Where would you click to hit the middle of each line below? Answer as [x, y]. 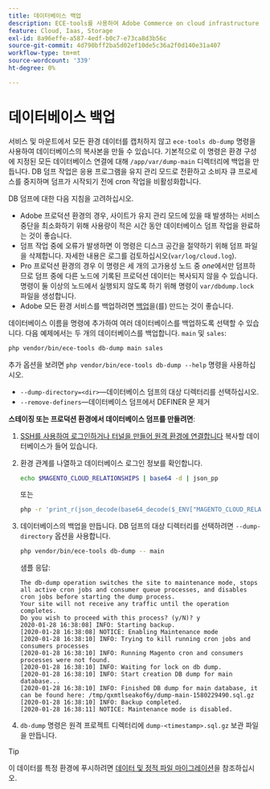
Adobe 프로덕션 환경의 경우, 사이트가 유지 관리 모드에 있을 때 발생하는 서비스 [140, 215]
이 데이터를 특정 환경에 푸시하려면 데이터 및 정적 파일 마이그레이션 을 [115, 768]
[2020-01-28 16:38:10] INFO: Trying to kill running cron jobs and [135, 640]
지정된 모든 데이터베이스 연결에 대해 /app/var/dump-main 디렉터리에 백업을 [134, 161]
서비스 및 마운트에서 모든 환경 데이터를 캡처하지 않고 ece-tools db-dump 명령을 [132, 141]
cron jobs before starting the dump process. [97, 597]
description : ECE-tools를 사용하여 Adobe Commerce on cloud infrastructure [134, 23]
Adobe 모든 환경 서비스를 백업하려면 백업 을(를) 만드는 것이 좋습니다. [127, 305]
